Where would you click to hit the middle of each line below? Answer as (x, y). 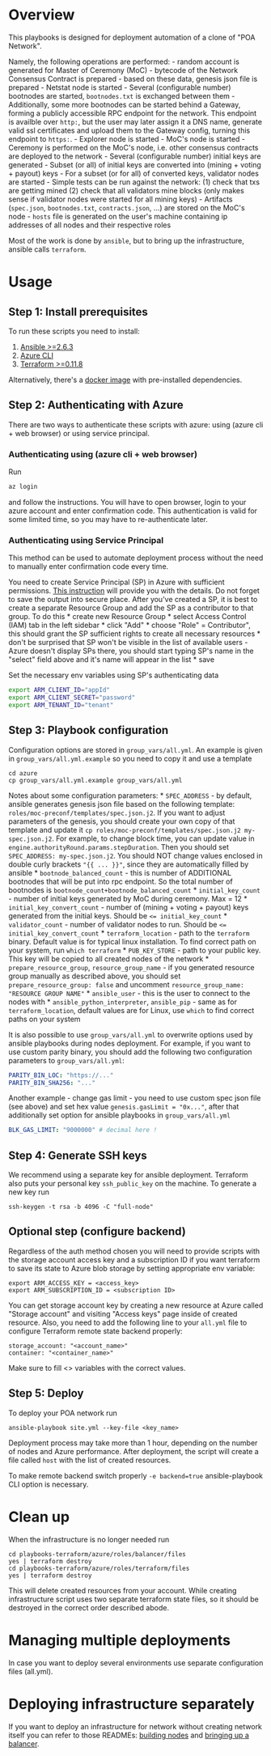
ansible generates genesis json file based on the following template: (122, 804)
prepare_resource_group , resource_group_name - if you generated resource (131, 967)
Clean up (39, 1517)
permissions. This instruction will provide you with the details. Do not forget (134, 591)
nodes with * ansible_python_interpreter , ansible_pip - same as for (123, 1002)
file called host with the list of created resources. (90, 1460)
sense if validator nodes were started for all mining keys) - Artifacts (121, 199)
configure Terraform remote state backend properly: (96, 1331)
